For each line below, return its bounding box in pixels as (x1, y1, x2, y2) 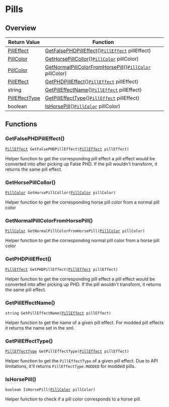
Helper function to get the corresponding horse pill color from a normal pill (5, 199, 160, 205)
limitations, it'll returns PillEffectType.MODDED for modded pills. (5, 363, 136, 370)
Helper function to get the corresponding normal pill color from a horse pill (5, 238, 160, 244)
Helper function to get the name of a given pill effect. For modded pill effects (5, 320, 164, 326)
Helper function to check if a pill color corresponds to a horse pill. (5, 396, 141, 402)
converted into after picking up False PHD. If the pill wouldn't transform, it (5, 161, 157, 167)
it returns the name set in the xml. (5, 325, 75, 331)
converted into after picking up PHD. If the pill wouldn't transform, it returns (5, 281, 161, 287)
